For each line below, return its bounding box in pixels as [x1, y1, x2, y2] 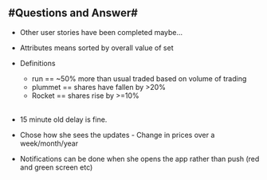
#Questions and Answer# [8, 6, 138, 20]
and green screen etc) [19, 162, 93, 172]
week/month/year [19, 139, 78, 148]
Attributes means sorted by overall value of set [19, 43, 174, 53]
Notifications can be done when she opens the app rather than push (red [19, 154, 260, 163]
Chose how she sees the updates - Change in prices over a [19, 130, 215, 139]
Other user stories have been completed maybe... [19, 27, 183, 37]
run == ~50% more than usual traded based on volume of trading [31, 73, 247, 83]
